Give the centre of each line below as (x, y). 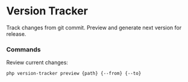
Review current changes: (37, 63)
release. (16, 34)
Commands (23, 49)
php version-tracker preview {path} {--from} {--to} (74, 74)
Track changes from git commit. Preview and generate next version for (94, 28)
